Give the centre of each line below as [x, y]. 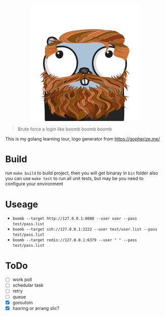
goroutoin [22, 302]
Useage [22, 204]
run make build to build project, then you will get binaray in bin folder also [81, 173]
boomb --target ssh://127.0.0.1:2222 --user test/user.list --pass [85, 230]
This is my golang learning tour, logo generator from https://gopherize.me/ [83, 139]
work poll [22, 280]
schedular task [28, 285]
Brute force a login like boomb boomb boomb [65, 129]
